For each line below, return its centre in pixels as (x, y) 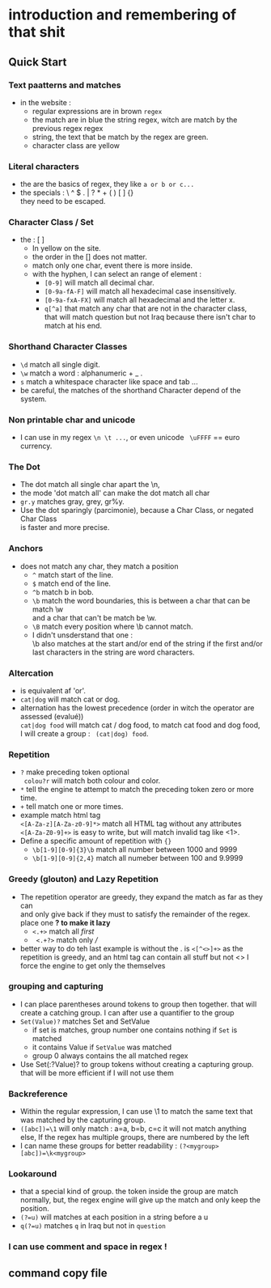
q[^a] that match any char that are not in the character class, (146, 308)
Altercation (31, 673)
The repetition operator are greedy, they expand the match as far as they (141, 896)
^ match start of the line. (73, 574)
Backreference (38, 1094)
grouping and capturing (56, 986)
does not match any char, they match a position (99, 566)
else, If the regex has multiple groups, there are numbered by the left (135, 1138)
